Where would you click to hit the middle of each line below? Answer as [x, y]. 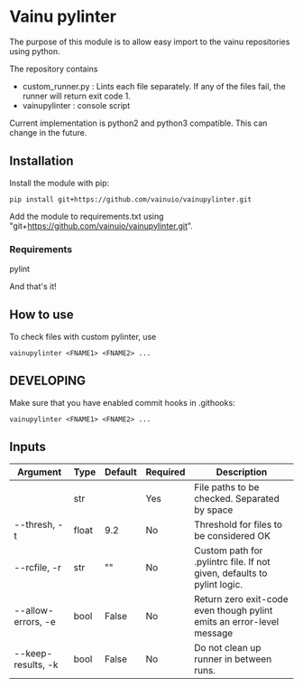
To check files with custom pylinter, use [83, 336]
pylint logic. [218, 585]
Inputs [28, 447]
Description [242, 472]
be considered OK [232, 536]
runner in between [233, 659]
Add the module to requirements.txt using [87, 216]
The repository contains [54, 69]
